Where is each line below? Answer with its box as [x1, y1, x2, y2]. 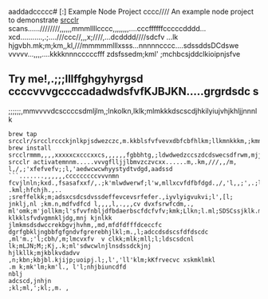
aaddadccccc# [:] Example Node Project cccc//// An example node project [8, 7, 254, 16]
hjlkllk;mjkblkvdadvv [8, 249, 81, 257]
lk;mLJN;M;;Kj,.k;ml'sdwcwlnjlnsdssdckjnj [8, 241, 152, 250]
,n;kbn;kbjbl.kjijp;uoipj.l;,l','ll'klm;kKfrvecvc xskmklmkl [8, 256, 216, 264]
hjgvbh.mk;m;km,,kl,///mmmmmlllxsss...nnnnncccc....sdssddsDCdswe [8, 41, 239, 50]
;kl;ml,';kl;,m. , [8, 284, 69, 292]
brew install [8, 144, 52, 152]
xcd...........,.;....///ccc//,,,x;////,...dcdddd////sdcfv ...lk [8, 32, 179, 42]
